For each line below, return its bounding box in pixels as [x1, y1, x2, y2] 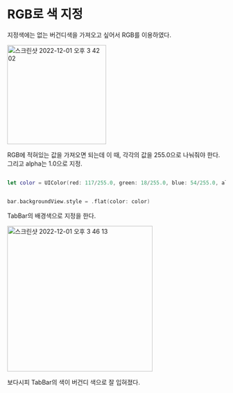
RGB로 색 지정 [7, 6, 83, 22]
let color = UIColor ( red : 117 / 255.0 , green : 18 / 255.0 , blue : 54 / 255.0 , [7, 179, 219, 186]
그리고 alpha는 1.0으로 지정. [7, 159, 83, 168]
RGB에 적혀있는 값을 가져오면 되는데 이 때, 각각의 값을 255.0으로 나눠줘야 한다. [7, 150, 221, 159]
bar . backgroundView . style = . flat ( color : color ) [7, 198, 150, 205]
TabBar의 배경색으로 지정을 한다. [7, 211, 96, 220]
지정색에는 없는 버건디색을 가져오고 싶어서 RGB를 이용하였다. [7, 31, 172, 39]
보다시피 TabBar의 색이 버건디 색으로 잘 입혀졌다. [7, 378, 141, 386]
